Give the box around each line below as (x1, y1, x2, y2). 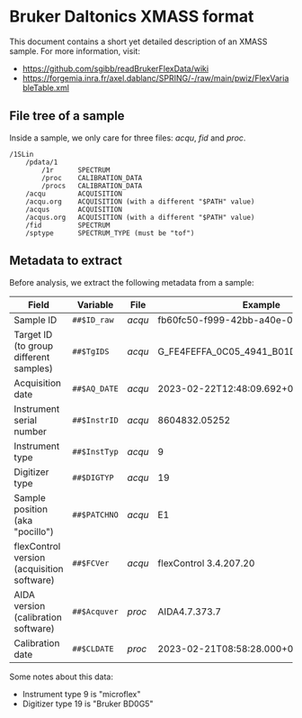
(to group (13, 340, 54, 352)
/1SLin (9, 150, 34, 159)
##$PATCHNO (71, 509, 119, 520)
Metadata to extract (9, 253, 123, 268)
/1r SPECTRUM (41, 165, 111, 175)
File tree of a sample (9, 108, 125, 123)
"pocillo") (13, 525, 54, 538)
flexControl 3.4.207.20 (157, 557, 255, 569)
